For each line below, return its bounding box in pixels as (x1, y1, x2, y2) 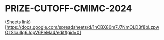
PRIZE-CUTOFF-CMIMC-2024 (5, 3, 132, 14)
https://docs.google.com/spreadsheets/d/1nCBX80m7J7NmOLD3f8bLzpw (6, 24, 160, 30)
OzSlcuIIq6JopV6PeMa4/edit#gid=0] (5, 29, 81, 35)
